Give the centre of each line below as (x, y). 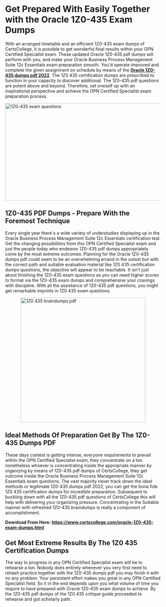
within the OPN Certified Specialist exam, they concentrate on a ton (74, 460)
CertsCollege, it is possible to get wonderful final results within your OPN (79, 49)
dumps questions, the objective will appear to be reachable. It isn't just (77, 270)
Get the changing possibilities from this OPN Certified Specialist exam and (81, 243)
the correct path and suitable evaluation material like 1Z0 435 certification (80, 264)
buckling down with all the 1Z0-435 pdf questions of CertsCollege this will (80, 497)
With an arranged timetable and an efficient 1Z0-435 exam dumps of (75, 43)
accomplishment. (23, 513)
